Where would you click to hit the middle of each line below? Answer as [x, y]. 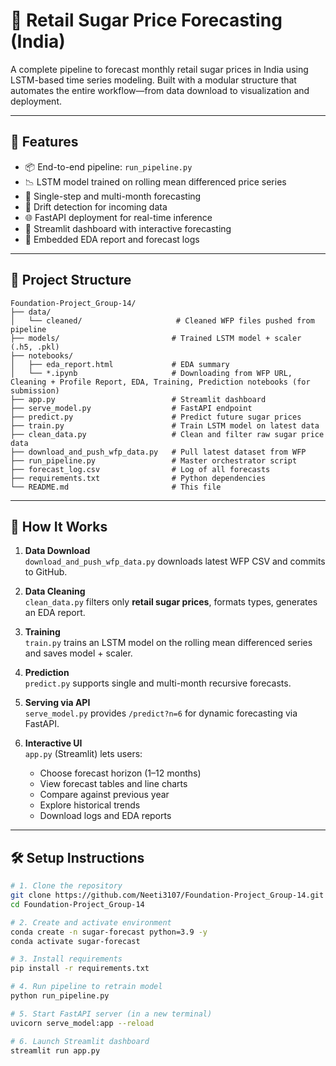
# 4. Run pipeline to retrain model [86, 987]
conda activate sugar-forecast [75, 941]
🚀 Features [44, 142]
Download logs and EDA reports [105, 816]
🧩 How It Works [59, 526]
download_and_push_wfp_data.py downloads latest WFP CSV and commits [175, 561]
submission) [35, 390]
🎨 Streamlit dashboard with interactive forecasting [128, 228]
